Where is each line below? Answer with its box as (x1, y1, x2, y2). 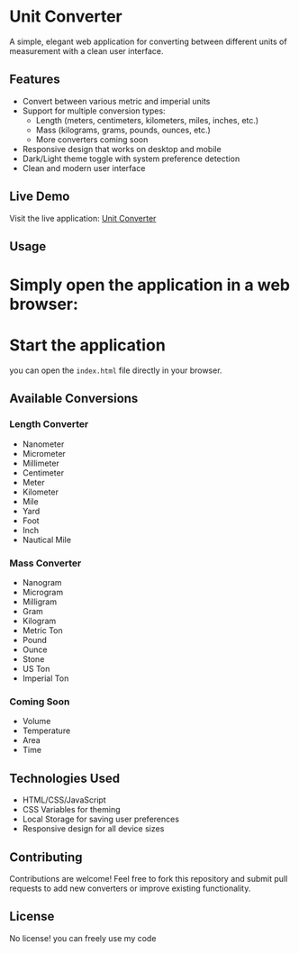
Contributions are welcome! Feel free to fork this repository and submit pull (9, 873, 288, 884)
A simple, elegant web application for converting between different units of (9, 36, 287, 47)
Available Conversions (9, 391, 139, 406)
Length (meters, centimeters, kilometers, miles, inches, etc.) (35, 114, 259, 125)
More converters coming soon (35, 133, 149, 145)
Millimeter (22, 458, 60, 468)
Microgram (22, 587, 64, 598)
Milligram (22, 596, 57, 607)
